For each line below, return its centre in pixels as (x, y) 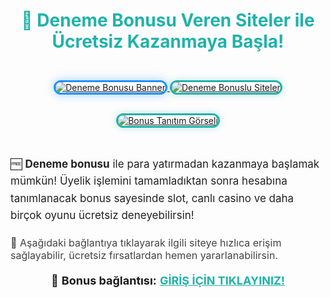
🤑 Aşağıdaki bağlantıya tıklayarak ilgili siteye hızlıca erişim (146, 242)
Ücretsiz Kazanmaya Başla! (168, 41)
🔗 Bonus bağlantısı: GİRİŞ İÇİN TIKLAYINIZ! (168, 280)
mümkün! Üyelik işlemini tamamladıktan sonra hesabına (149, 181)
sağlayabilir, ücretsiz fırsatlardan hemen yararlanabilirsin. (144, 255)
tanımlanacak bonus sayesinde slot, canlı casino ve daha (152, 198)
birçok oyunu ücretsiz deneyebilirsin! (102, 215)
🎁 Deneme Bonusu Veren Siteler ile (168, 20)
